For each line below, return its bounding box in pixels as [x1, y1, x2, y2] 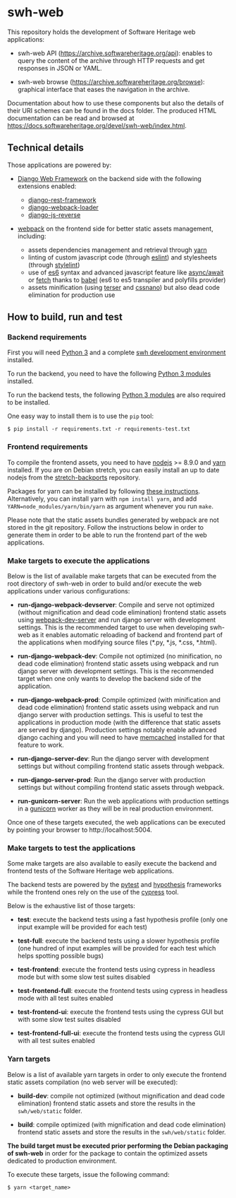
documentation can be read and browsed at [7, 114, 135, 122]
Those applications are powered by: [7, 161, 111, 169]
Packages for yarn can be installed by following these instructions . [7, 487, 201, 495]
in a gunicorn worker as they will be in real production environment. [17, 804, 213, 813]
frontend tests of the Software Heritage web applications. [7, 867, 175, 876]
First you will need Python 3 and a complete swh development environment [7, 348, 226, 357]
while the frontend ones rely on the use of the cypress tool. [7, 888, 180, 897]
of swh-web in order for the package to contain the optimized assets [7, 1148, 208, 1157]
